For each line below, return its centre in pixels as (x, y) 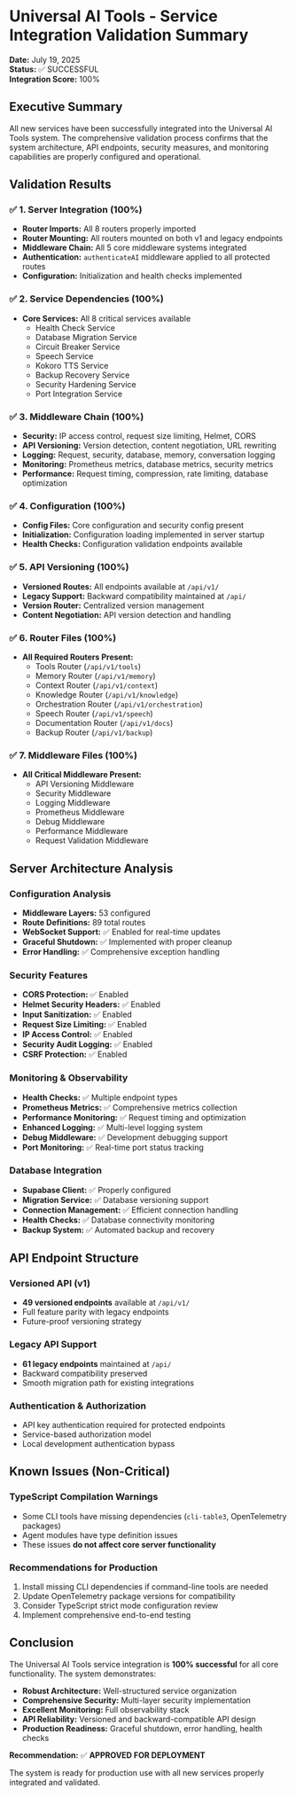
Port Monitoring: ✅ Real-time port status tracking (113, 1147)
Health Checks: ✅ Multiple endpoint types (100, 1097)
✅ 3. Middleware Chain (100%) (77, 417)
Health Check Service (75, 328)
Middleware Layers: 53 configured (86, 913)
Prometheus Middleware (80, 812)
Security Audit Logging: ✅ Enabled (87, 1044)
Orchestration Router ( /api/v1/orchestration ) (119, 704)
